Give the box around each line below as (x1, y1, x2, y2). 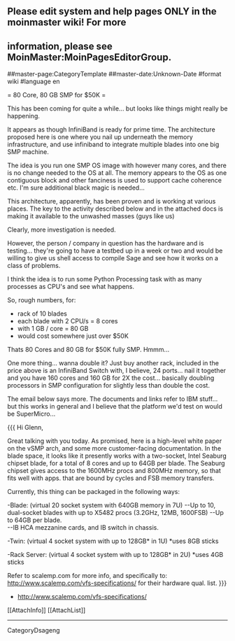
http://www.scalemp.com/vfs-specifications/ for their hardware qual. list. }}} (7, 579, 227, 587)
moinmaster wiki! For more (7, 17, 127, 29)
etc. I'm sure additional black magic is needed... (7, 183, 145, 192)
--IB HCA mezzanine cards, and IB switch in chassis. (7, 523, 159, 532)
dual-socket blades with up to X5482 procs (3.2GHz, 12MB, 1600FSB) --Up (7, 509, 224, 517)
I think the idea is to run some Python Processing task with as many (7, 275, 202, 283)
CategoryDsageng (7, 626, 61, 635)
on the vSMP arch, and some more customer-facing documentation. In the (7, 444, 222, 453)
